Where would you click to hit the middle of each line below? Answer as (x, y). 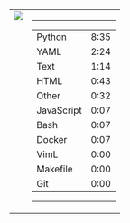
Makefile (55, 169)
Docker (52, 139)
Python (52, 37)
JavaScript (60, 110)
